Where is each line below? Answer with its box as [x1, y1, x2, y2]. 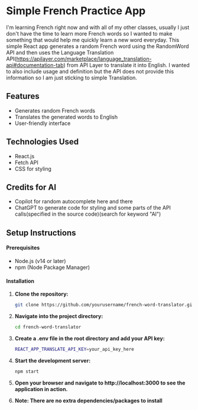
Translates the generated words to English [14, 113, 118, 120]
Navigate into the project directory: [14, 313, 103, 320]
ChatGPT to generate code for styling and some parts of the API [14, 204, 171, 212]
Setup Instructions [6, 228, 76, 238]
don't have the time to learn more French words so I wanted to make [6, 30, 173, 37]
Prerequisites [6, 244, 40, 251]
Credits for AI [6, 182, 57, 192]
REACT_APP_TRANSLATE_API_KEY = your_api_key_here [14, 346, 134, 352]
